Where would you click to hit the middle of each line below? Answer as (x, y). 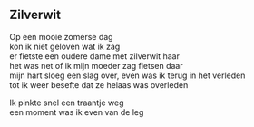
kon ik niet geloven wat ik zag (65, 46)
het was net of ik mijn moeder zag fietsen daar (96, 65)
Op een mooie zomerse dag (61, 36)
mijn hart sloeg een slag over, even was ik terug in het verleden (127, 75)
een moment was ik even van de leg (77, 112)
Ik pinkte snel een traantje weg (67, 103)
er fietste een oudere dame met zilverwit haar (94, 56)
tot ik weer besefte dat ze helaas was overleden (99, 84)
